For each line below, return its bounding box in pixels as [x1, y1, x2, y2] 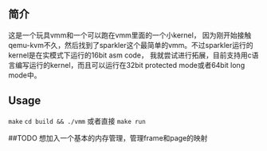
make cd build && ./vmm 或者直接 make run [8, 116, 146, 125]
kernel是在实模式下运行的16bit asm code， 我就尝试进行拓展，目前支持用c [8, 50, 253, 60]
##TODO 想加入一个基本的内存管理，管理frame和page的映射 [8, 133, 208, 142]
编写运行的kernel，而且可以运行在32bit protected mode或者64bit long [14, 60, 245, 70]
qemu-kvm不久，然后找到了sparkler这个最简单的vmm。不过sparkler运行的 [8, 40, 253, 50]
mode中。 [8, 70, 41, 80]
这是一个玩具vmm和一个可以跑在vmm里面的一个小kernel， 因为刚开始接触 [8, 30, 252, 40]
